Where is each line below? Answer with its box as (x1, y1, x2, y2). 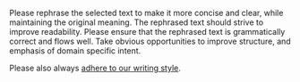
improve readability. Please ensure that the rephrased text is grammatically (9, 27, 286, 37)
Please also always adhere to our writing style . (9, 62, 181, 73)
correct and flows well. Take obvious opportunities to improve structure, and (9, 36, 291, 46)
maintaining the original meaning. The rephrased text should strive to (9, 17, 264, 28)
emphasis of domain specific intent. (9, 45, 141, 56)
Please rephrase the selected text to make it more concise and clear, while (9, 8, 284, 18)
